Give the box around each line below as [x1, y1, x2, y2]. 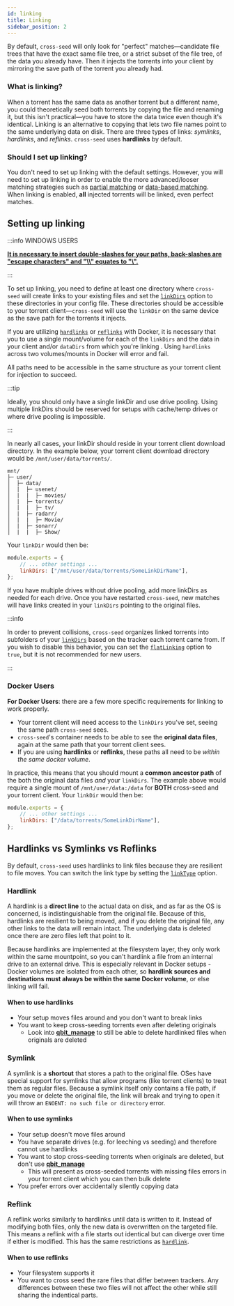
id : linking [7, 10, 42, 17]
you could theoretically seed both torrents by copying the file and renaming [7, 105, 224, 114]
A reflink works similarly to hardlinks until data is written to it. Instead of [7, 1215, 212, 1224]
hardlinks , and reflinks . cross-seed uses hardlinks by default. [7, 135, 182, 143]
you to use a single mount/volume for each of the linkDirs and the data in [7, 335, 220, 343]
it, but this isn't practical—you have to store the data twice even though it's [7, 112, 223, 121]
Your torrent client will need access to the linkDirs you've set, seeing [17, 718, 218, 726]
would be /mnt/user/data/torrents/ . [7, 454, 113, 462]
